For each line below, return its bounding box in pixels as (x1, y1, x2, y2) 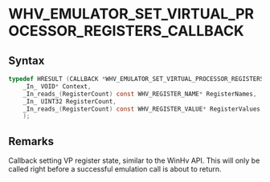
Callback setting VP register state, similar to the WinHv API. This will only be (8, 156, 260, 165)
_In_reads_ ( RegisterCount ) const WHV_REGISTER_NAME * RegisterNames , (22, 90, 257, 98)
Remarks (8, 134, 55, 148)
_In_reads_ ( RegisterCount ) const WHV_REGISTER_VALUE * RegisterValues (22, 105, 261, 113)
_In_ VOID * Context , (22, 82, 92, 91)
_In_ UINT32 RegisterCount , (22, 97, 117, 105)
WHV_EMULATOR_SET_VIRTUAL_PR (8, 5, 255, 23)
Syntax (8, 54, 45, 67)
